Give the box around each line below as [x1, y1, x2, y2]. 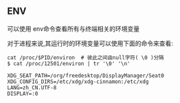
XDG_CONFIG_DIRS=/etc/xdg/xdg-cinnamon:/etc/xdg [7, 78, 149, 85]
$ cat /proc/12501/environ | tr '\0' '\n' [7, 60, 131, 67]
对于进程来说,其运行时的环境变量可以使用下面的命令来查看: [7, 39, 174, 47]
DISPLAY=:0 [7, 90, 38, 97]
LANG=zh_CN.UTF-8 [7, 84, 57, 91]
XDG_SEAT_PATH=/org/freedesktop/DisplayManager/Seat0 [7, 72, 165, 79]
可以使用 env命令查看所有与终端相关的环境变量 [7, 24, 140, 33]
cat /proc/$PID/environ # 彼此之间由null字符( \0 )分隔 [7, 54, 164, 61]
